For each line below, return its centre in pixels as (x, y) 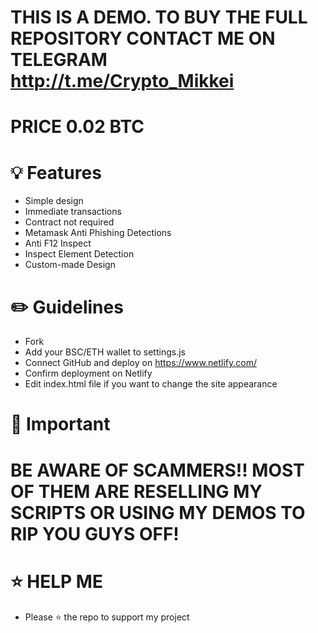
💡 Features (56, 172)
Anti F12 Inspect (58, 243)
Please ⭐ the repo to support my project (107, 617)
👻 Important (60, 424)
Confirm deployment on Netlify (88, 373)
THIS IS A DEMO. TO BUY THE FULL (159, 17)
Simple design (54, 201)
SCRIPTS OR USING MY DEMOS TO (158, 512)
